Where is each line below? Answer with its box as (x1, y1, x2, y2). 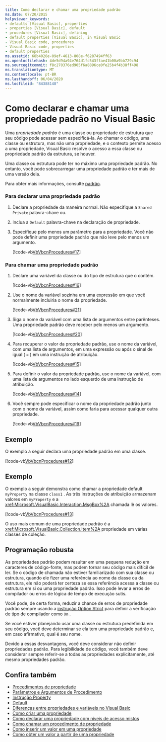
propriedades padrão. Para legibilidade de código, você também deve (5, 646, 148, 652)
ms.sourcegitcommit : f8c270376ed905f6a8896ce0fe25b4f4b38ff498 (5, 63, 139, 68)
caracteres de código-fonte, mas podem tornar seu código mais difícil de (5, 564, 155, 570)
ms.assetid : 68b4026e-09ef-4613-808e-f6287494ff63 (5, 53, 112, 59)
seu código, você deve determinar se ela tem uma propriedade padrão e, (5, 626, 155, 632)
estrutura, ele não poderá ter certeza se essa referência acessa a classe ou (5, 580, 160, 586)
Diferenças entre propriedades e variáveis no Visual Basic (12, 705, 131, 711)
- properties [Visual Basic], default (5, 26, 85, 31)
